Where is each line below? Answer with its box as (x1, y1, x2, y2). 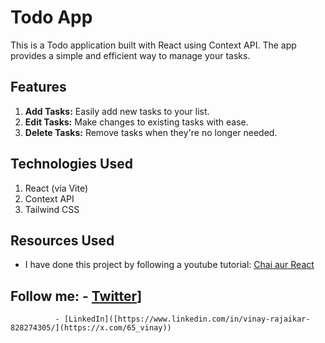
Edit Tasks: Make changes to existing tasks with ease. (24, 116, 249, 128)
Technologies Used (10, 156, 133, 173)
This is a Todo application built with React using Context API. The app (10, 39, 297, 51)
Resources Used (10, 232, 115, 249)
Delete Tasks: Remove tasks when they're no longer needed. (24, 126, 278, 138)
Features (10, 79, 67, 96)
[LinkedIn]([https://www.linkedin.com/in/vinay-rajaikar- (63, 314, 311, 325)
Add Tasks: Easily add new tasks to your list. (24, 105, 210, 117)
